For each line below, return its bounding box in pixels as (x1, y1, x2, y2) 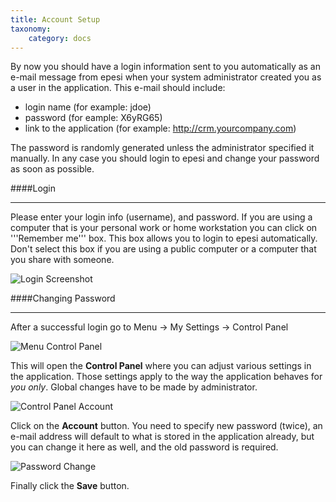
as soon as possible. (10, 163, 95, 175)
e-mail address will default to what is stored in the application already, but (10, 431, 315, 443)
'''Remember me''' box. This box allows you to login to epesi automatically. (10, 232, 318, 245)
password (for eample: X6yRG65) (24, 112, 163, 124)
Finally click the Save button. (10, 480, 130, 492)
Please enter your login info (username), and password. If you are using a (10, 211, 313, 223)
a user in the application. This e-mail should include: (10, 82, 226, 94)
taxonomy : (10, 24, 52, 34)
